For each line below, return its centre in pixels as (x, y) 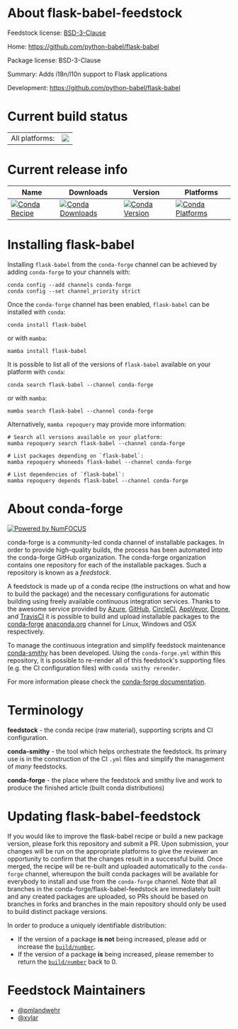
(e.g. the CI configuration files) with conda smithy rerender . (94, 668)
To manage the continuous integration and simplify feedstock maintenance (117, 645)
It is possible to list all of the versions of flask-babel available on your (109, 364)
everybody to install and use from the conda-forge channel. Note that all (112, 881)
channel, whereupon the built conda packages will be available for (121, 873)
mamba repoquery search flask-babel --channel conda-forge (96, 443)
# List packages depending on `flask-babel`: (75, 456)
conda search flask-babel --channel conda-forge (80, 385)
